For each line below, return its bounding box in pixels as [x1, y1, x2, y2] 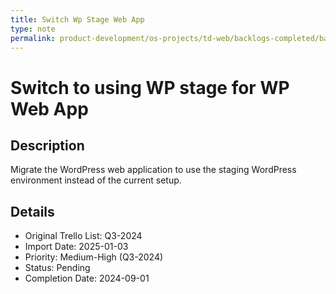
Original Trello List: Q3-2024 [24, 230, 143, 242]
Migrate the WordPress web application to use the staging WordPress [10, 164, 297, 176]
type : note [10, 24, 56, 34]
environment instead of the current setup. [10, 174, 182, 186]
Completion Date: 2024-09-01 [24, 272, 150, 285]
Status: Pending [24, 262, 91, 274]
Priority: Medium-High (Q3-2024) [24, 251, 164, 263]
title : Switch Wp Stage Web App [10, 14, 145, 25]
